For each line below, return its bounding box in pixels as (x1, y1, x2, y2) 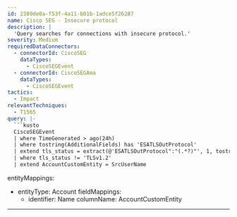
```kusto (13, 121, 39, 129)
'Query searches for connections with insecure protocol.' (13, 30, 191, 37)
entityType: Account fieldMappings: (17, 187, 122, 196)
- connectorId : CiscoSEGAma (13, 69, 97, 76)
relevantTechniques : (7, 102, 68, 109)
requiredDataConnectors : (7, 43, 80, 50)
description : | (7, 23, 52, 30)
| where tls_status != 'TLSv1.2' (13, 154, 112, 162)
